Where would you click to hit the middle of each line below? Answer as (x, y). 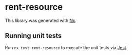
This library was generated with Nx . (41, 20)
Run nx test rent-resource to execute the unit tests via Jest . (66, 47)
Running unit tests (33, 36)
